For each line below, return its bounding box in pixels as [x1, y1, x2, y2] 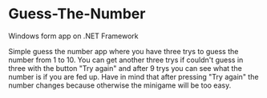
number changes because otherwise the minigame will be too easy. [8, 80, 232, 90]
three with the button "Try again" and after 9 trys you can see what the [8, 63, 242, 73]
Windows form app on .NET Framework [8, 31, 139, 41]
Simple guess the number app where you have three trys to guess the [8, 46, 239, 56]
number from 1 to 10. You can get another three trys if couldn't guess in [8, 55, 244, 65]
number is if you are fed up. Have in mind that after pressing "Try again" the [8, 72, 259, 81]
